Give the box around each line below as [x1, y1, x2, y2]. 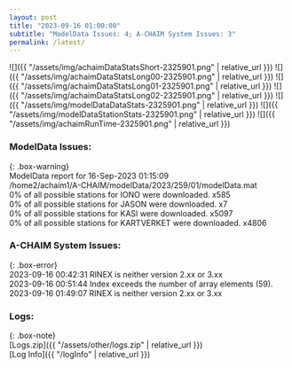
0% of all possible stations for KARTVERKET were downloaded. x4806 [9, 217, 267, 228]
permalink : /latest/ [9, 37, 86, 47]
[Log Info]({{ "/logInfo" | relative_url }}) [9, 349, 151, 360]
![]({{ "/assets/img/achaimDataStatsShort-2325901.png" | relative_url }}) [9, 62, 273, 73]
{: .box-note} [9, 330, 56, 341]
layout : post [9, 12, 58, 22]
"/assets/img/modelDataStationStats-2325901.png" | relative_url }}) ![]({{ [9, 109, 275, 120]
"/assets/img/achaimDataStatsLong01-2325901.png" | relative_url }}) [20, 81, 272, 91]
